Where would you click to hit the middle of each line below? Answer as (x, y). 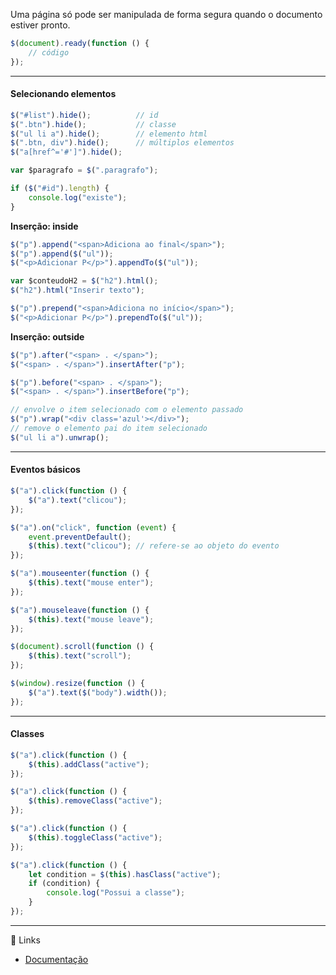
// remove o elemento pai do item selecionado (109, 429)
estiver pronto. (40, 25)
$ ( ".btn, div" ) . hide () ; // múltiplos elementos (122, 143)
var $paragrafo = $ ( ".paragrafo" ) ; (84, 170)
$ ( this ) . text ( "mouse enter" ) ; (91, 583)
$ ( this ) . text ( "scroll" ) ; (80, 656)
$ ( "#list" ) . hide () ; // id (84, 115)
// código (49, 52)
